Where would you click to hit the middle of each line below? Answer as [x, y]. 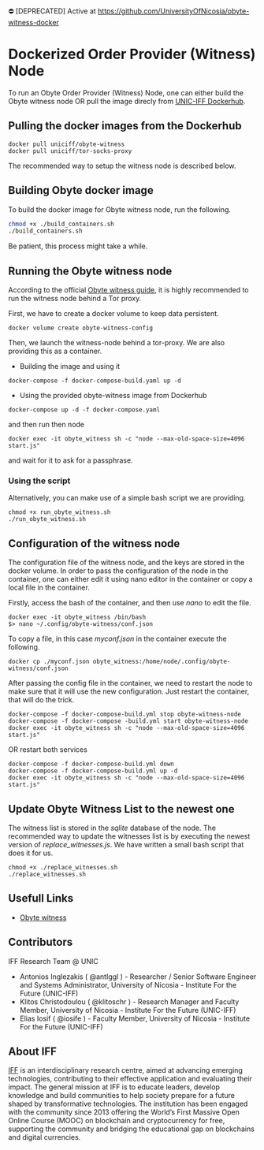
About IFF [33, 1052]
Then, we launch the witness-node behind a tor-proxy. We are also [117, 343]
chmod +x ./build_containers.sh [61, 224]
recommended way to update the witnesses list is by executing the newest [129, 836]
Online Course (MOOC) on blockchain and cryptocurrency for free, [117, 1121]
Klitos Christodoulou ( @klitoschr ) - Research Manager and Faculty [129, 1001]
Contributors [41, 942]
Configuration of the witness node [94, 543]
